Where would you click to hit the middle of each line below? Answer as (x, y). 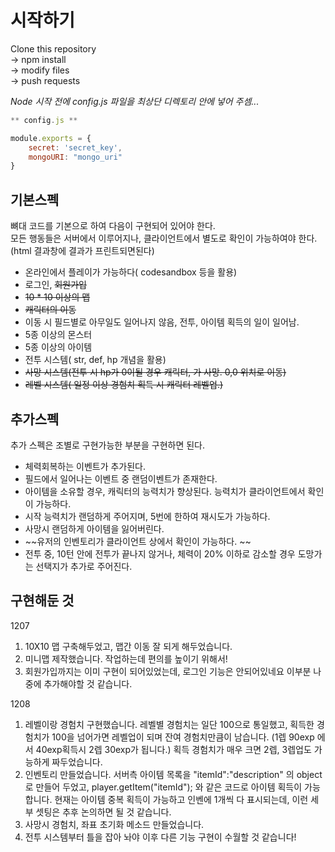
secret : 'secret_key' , (75, 147)
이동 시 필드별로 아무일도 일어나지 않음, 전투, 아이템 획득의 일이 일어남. (162, 322)
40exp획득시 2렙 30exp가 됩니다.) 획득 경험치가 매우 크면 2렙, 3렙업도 (173, 749)
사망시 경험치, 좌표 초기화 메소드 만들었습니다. (114, 824)
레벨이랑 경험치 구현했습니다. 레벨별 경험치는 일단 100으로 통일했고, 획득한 (169, 724)
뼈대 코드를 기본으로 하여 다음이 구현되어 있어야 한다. (113, 226)
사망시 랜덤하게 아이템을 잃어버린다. (94, 528)
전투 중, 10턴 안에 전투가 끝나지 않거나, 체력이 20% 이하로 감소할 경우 (160, 553)
